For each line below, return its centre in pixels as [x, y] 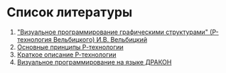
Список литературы [70, 12]
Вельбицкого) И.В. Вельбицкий [100, 39]
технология [34, 39]
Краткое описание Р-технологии [66, 55]
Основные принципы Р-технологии [70, 47]
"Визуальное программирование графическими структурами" [113, 32]
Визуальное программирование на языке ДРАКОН [94, 62]
